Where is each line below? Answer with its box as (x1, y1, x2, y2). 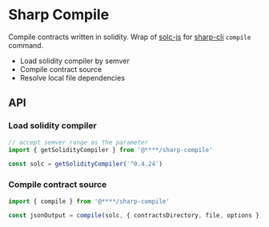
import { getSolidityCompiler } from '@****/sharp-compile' (8, 145, 214, 153)
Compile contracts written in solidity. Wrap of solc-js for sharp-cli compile (8, 32, 251, 42)
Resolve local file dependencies (19, 73, 126, 82)
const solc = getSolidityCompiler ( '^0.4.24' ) (8, 160, 163, 169)
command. (8, 40, 44, 50)
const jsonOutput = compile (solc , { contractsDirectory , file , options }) (8, 212, 263, 220)
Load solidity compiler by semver (19, 56, 130, 66)
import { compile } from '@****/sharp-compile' (8, 197, 171, 205)
